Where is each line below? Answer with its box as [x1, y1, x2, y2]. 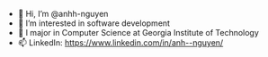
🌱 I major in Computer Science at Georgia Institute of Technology [17, 28, 259, 37]
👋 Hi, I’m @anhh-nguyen [17, 9, 109, 19]
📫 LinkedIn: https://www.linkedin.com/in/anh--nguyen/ [17, 37, 224, 48]
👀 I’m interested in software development [17, 18, 171, 28]
